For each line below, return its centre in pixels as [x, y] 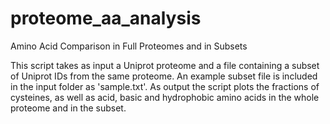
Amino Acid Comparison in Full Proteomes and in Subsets [129, 46]
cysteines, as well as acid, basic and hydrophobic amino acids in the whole [165, 97]
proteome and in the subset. [68, 108]
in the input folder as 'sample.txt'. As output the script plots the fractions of [165, 86]
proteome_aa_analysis [106, 18]
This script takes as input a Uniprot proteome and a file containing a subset [165, 65]
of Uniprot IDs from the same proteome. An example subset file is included [164, 76]
